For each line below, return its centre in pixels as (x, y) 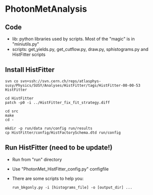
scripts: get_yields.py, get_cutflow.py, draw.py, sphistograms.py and (80, 49)
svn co (12, 81)
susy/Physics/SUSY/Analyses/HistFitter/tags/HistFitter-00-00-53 (73, 85)
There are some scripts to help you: (48, 178)
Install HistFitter (30, 70)
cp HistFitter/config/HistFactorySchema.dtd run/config (63, 133)
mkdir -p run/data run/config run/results (49, 128)
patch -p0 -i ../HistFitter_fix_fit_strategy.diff (57, 102)
